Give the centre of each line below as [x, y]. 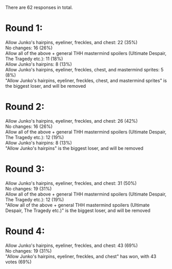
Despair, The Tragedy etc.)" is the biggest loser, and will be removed [78, 210]
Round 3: [25, 169]
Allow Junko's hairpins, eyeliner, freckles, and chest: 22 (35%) [71, 42]
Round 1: [24, 28]
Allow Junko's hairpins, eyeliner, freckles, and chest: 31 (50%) [71, 183]
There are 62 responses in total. [39, 7]
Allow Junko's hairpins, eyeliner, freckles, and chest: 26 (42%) [72, 121]
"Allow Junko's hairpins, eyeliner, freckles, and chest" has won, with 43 [81, 256]
